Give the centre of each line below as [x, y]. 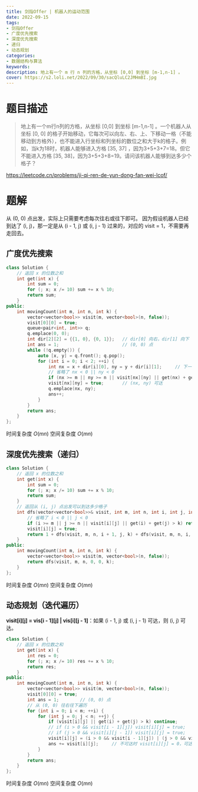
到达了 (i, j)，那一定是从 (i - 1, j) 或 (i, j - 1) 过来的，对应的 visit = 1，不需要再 [98, 226]
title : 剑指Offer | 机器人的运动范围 [48, 12]
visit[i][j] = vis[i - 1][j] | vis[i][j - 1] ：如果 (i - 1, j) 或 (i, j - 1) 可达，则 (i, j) [93, 621]
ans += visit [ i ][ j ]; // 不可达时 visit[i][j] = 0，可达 [120, 743]
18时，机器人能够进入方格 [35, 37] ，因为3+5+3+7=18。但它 [117, 149]
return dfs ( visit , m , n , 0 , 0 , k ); [71, 562]
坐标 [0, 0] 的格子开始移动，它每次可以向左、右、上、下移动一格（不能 [106, 134]
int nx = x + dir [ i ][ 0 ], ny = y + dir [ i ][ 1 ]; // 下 [118, 367]
